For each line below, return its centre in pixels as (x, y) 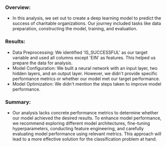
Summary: (18, 102)
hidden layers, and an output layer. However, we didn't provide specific (85, 73)
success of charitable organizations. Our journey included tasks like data (86, 23)
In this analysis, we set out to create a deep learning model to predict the (87, 18)
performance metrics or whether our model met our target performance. (86, 79)
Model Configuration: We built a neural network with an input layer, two (85, 68)
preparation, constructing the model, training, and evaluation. (75, 29)
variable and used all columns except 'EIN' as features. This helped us (84, 57)
